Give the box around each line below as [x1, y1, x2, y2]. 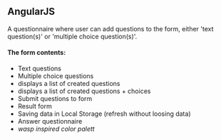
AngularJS [7, 6, 56, 18]
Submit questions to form [17, 95, 93, 103]
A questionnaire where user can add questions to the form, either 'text [7, 24, 214, 33]
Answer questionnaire [17, 117, 83, 126]
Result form [17, 102, 52, 111]
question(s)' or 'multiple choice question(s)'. [7, 32, 138, 41]
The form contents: [7, 48, 66, 57]
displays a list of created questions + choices [17, 87, 151, 95]
